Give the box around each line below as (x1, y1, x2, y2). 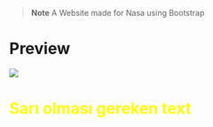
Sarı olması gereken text (9, 99, 192, 119)
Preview (9, 39, 71, 59)
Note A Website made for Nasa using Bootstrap (30, 8, 205, 18)
